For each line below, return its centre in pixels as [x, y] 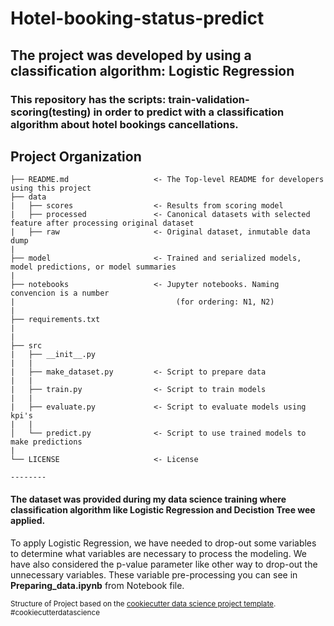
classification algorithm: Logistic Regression [152, 70]
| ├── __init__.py [53, 355]
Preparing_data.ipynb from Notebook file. [97, 585]
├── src [26, 346]
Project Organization [76, 156]
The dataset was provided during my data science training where [148, 499]
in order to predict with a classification [189, 112]
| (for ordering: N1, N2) [142, 302]
